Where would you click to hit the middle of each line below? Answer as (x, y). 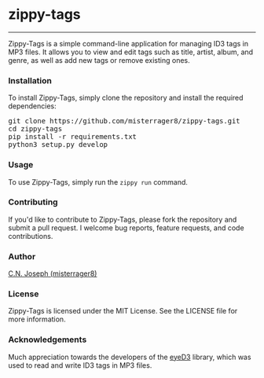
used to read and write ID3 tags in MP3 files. (80, 365)
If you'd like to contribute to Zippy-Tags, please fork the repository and (123, 219)
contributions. (31, 236)
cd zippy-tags (35, 129)
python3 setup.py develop (58, 145)
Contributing (33, 202)
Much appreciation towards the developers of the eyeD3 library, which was (130, 357)
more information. (37, 319)
